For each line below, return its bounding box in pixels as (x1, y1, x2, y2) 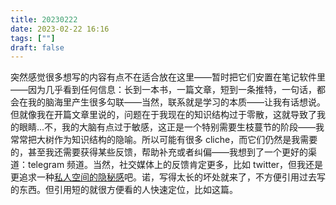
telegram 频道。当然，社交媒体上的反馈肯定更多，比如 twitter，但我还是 (27, 159, 324, 171)
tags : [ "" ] (10, 33, 56, 43)
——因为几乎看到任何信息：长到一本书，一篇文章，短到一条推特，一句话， (10, 84, 317, 96)
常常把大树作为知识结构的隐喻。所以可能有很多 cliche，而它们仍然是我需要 (10, 134, 318, 146)
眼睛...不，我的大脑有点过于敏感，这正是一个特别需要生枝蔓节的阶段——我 (18, 121, 325, 133)
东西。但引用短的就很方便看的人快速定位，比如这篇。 (18, 184, 238, 196)
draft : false (10, 42, 65, 53)
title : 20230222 (10, 14, 78, 25)
